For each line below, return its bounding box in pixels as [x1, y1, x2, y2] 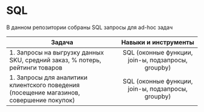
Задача [50, 38, 74, 46]
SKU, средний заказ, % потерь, [9, 56, 101, 64]
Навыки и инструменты [121, 38, 194, 46]
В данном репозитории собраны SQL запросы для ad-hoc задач [6, 24, 173, 31]
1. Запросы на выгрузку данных [9, 48, 104, 56]
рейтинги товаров [9, 63, 63, 71]
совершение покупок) [9, 96, 75, 104]
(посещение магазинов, [9, 88, 80, 97]
